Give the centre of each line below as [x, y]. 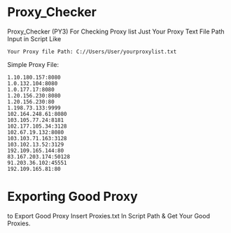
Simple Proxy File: [33, 64]
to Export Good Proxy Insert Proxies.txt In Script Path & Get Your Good [108, 216]
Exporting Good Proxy [72, 197]
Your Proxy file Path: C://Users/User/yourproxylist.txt [92, 52]
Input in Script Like [34, 38]
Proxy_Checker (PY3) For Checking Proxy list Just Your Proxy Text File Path [116, 31]
